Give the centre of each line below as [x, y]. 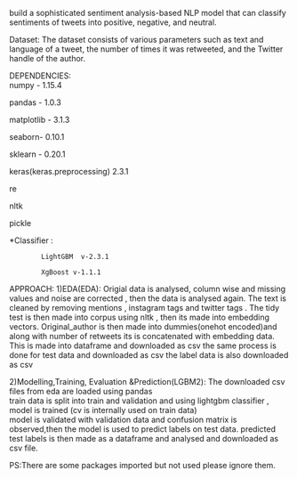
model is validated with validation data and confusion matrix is [123, 419]
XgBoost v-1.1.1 [71, 272]
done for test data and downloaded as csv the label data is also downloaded [149, 355]
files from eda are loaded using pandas [81, 391]
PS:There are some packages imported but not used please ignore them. [142, 465]
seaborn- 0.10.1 [37, 137]
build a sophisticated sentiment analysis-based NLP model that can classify [148, 13]
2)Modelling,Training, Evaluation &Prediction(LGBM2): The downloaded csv [147, 382]
